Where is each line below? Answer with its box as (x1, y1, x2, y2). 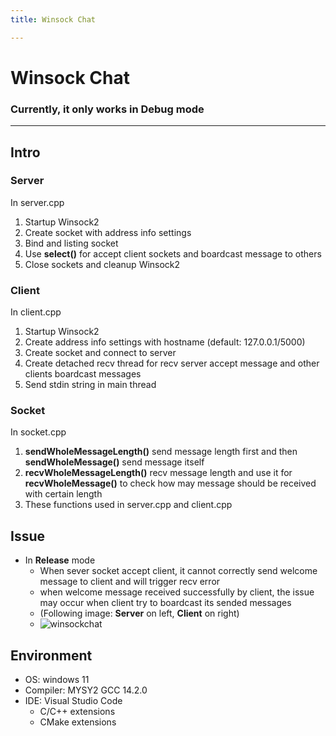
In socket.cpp (10, 426, 67, 438)
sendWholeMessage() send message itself (24, 456, 205, 468)
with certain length (24, 488, 103, 500)
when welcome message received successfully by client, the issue (39, 586, 315, 598)
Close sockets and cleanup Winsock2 (24, 258, 181, 270)
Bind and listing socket (24, 237, 119, 249)
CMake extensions (39, 716, 117, 728)
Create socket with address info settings (24, 226, 192, 238)
